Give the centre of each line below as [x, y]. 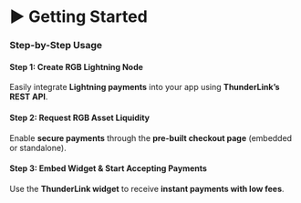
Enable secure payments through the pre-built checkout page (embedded [151, 137]
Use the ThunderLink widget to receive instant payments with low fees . [147, 188]
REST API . [29, 96]
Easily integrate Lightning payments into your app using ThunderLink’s [145, 87]
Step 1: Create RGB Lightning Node [77, 66]
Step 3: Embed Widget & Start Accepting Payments [109, 168]
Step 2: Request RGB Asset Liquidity [80, 117]
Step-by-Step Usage [56, 46]
